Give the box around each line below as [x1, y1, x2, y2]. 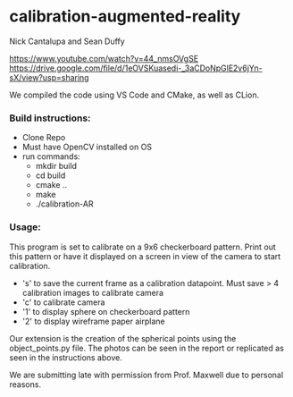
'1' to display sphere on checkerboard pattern [21, 306, 190, 317]
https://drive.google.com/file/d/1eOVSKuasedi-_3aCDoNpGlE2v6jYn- [9, 63, 263, 73]
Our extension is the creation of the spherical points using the [9, 333, 237, 343]
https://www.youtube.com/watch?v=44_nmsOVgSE [9, 53, 199, 63]
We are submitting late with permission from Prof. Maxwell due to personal [9, 369, 284, 380]
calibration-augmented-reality [9, 6, 241, 27]
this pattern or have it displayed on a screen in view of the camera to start [9, 250, 281, 261]
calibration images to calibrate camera [21, 287, 163, 298]
